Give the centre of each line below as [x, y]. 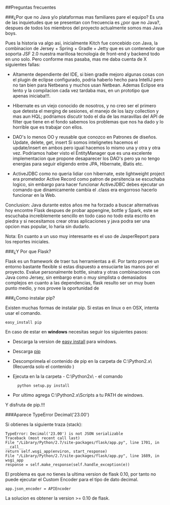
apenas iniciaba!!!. [31, 96]
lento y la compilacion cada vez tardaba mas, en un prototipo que [81, 90]
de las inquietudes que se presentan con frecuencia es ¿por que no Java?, [83, 23]
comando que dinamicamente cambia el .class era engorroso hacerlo [85, 190]
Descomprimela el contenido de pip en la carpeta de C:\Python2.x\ [82, 361]
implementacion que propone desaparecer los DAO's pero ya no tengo [86, 158]
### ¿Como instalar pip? [30, 298]
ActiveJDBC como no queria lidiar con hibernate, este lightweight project [89, 174]
